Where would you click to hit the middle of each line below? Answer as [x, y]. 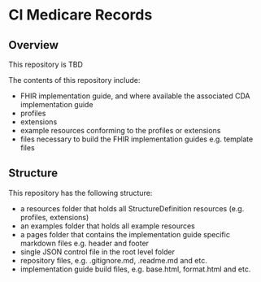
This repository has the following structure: [80, 193]
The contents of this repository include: [74, 80]
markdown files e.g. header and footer [84, 243]
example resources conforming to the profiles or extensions [120, 130]
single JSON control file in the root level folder [97, 252]
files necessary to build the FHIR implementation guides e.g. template [137, 139]
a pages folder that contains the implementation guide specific [125, 234]
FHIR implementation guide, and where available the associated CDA [135, 96]
